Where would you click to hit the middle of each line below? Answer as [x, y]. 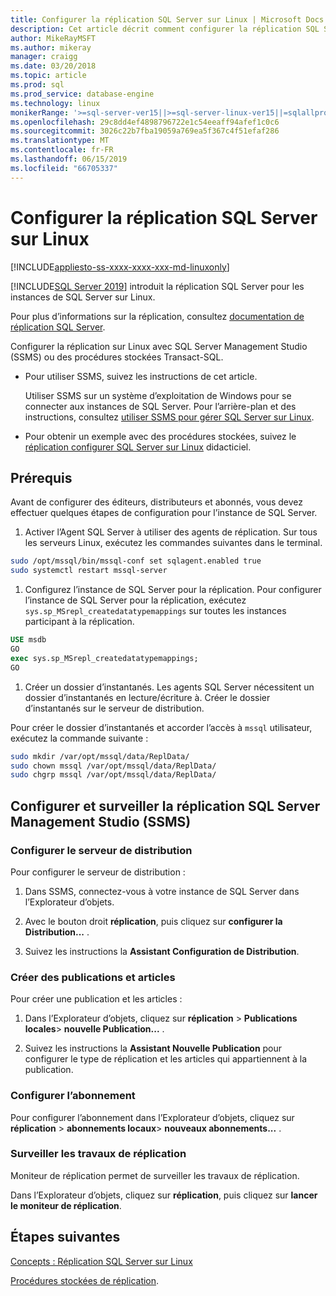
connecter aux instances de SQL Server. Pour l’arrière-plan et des [160, 406]
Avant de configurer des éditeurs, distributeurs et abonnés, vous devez [157, 502]
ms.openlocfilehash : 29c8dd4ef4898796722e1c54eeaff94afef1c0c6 [145, 122]
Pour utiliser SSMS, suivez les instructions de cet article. [141, 376]
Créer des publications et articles [93, 977]
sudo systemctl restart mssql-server [89, 571]
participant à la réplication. [79, 622]
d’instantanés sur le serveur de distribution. [114, 708]
